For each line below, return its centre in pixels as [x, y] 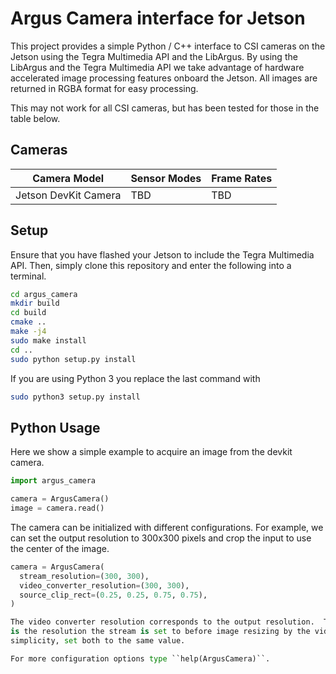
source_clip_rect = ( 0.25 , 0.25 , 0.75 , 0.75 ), [113, 595]
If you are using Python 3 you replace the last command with [135, 378]
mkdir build [35, 303]
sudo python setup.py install [73, 359]
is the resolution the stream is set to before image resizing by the [160, 632]
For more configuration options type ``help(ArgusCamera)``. [140, 658]
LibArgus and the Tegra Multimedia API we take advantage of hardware [157, 67]
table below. [35, 118]
